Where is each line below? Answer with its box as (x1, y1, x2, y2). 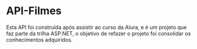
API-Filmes (6, 4, 62, 18)
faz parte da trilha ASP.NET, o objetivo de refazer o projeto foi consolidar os (6, 30, 191, 37)
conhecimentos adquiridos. (6, 36, 73, 43)
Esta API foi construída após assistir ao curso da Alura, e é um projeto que (6, 24, 188, 31)
